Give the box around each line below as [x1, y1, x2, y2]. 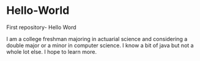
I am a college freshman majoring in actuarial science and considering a [6, 35, 188, 42]
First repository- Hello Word [6, 24, 76, 31]
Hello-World [6, 4, 70, 18]
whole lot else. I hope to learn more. [6, 48, 97, 55]
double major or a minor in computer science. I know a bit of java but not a [6, 42, 194, 49]
